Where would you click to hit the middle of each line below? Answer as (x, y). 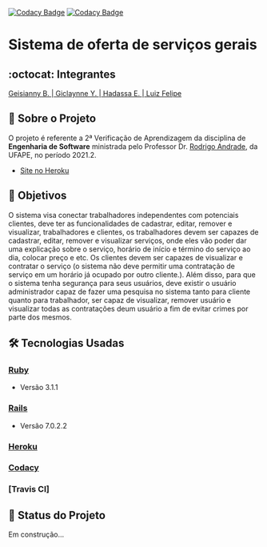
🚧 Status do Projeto (57, 515)
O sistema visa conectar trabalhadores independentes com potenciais (124, 215)
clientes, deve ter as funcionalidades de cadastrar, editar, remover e (120, 223)
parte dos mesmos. (40, 317)
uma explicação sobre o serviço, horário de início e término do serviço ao (130, 249)
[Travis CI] (29, 489)
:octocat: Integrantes (62, 74)
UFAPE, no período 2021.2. (53, 155)
